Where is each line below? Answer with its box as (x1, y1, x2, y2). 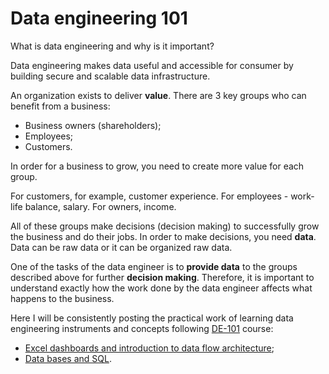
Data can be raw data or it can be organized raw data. (10, 241, 233, 253)
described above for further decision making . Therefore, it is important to (10, 271, 315, 283)
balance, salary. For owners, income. (24, 200, 177, 212)
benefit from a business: (10, 100, 111, 112)
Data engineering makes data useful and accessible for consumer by (10, 59, 294, 71)
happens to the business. (10, 292, 115, 304)
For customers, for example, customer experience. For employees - (10, 190, 289, 202)
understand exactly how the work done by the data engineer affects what (10, 282, 313, 294)
